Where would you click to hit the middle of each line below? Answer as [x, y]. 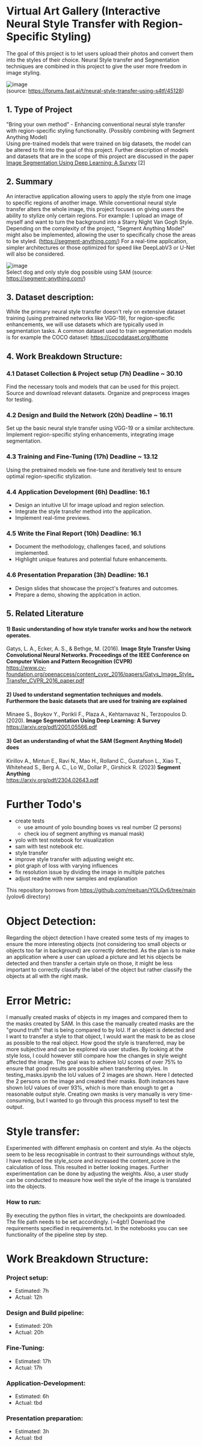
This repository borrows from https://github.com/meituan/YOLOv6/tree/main [101, 890]
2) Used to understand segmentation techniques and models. [85, 694]
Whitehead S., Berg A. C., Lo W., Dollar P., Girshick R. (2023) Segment [93, 767]
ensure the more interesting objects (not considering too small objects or [96, 944]
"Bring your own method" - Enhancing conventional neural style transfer [96, 124]
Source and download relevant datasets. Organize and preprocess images [98, 393]
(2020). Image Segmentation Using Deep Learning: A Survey [83, 721]
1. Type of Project [39, 110]
